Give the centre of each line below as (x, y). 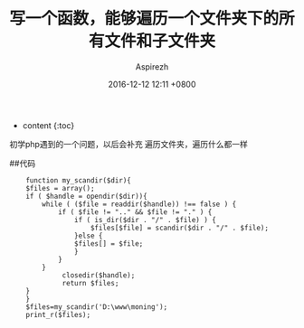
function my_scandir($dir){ (78, 180)
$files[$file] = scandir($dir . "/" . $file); (180, 228)
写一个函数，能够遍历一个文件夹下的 (144, 19)
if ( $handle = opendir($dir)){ (86, 196)
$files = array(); (60, 188)
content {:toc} (48, 125)
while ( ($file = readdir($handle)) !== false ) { (139, 204)
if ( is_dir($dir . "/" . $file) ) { (145, 220)
